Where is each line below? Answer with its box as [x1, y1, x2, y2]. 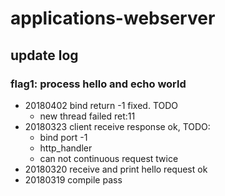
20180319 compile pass [24, 173, 123, 186]
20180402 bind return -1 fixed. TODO [24, 99, 179, 111]
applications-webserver [10, 7, 216, 30]
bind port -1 [39, 131, 88, 143]
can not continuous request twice [39, 152, 179, 164]
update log [10, 47, 79, 64]
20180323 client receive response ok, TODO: [24, 120, 211, 132]
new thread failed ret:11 [39, 110, 136, 122]
